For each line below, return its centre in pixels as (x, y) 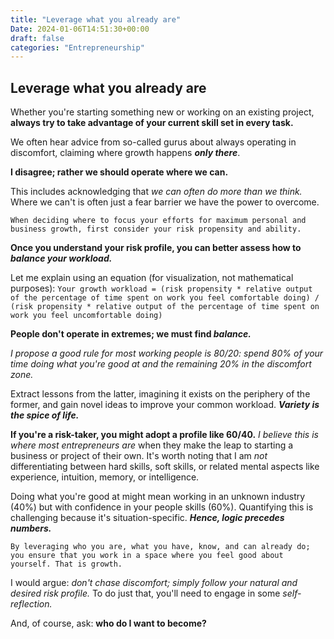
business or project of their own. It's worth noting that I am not (139, 456)
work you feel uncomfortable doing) (86, 316)
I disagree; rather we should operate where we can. (119, 172)
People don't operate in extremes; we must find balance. (131, 334)
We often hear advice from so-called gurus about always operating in (153, 142)
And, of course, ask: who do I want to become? (108, 623)
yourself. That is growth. (66, 564)
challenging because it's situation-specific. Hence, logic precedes (147, 518)
